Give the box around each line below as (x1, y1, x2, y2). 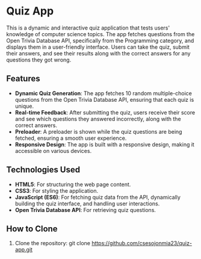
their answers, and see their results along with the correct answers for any (6, 49, 191, 57)
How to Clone (6, 223, 58, 234)
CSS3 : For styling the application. (14, 187, 98, 194)
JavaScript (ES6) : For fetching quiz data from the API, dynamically (14, 193, 181, 201)
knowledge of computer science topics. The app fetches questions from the (6, 30, 195, 37)
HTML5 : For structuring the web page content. (14, 181, 131, 188)
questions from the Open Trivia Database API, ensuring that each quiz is (14, 96, 194, 103)
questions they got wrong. (6, 56, 72, 63)
